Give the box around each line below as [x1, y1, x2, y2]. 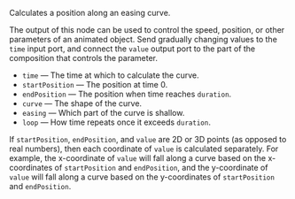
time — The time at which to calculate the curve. [21, 70, 199, 80]
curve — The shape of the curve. [21, 98, 143, 109]
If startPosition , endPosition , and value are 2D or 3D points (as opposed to [9, 134, 287, 144]
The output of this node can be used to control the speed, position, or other [9, 25, 285, 34]
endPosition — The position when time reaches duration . [21, 88, 232, 99]
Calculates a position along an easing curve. [9, 8, 171, 18]
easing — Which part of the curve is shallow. [21, 108, 185, 118]
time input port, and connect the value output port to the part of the [9, 43, 256, 54]
